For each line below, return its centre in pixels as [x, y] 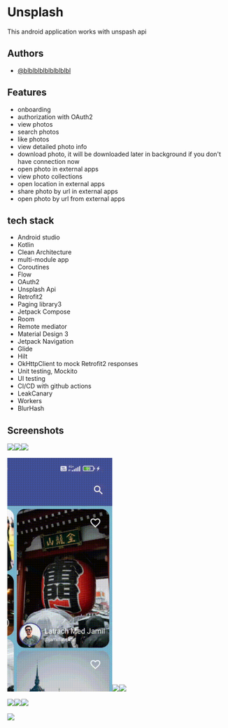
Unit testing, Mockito [48, 371]
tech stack [31, 220]
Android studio [39, 237]
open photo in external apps [58, 169]
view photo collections [50, 176]
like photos [33, 139]
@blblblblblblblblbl [44, 70]
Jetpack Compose [44, 311]
